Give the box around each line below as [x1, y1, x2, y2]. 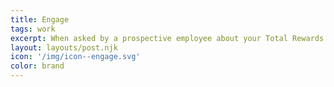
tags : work [10, 24, 56, 34]
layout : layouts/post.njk [10, 42, 118, 53]
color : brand [10, 61, 65, 71]
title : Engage [10, 14, 70, 25]
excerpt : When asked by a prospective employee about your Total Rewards [10, 33, 325, 43]
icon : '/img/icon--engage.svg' [10, 52, 141, 62]
